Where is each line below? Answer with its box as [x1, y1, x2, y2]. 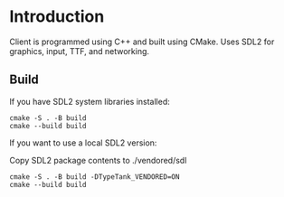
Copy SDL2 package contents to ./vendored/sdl [9, 155, 187, 165]
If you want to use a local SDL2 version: [9, 137, 157, 148]
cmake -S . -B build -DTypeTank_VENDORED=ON [9, 172, 180, 182]
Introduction [9, 6, 105, 27]
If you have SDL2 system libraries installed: [9, 96, 170, 107]
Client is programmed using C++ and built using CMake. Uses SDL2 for [9, 36, 275, 47]
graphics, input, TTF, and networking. [9, 45, 150, 56]
